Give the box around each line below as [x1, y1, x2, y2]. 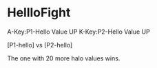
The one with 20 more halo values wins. [7, 54, 121, 63]
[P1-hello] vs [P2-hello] [7, 41, 73, 49]
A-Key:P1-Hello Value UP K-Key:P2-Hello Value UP [7, 27, 150, 36]
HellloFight [7, 5, 71, 21]
